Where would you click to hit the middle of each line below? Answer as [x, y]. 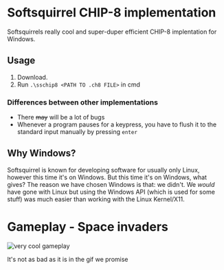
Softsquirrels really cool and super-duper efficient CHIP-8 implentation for [112, 32]
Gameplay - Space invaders [88, 227]
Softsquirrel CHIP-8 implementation [112, 13]
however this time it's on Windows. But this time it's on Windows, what [107, 177]
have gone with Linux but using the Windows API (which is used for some [111, 192]
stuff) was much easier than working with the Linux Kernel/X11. [96, 199]
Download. [32, 77]
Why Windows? [42, 154]
